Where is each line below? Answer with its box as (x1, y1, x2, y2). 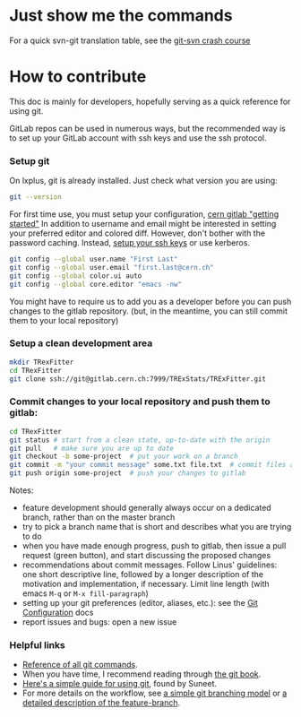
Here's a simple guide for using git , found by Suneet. (21, 678, 218, 689)
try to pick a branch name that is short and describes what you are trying (21, 522, 292, 532)
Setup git (9, 154, 50, 167)
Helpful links (9, 638, 65, 651)
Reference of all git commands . (21, 660, 138, 670)
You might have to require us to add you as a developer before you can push (9, 296, 292, 307)
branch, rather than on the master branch (21, 512, 176, 523)
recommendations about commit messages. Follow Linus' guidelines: (21, 559, 278, 570)
